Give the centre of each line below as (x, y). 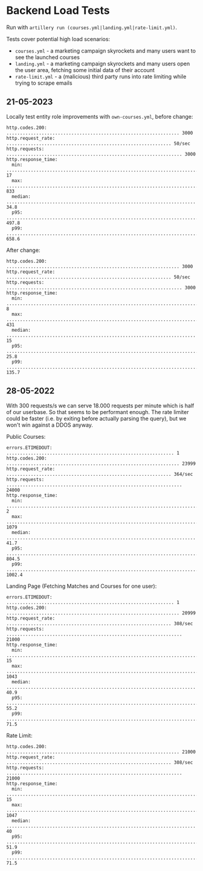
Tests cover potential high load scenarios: (58, 39)
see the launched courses (47, 57)
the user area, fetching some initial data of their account (85, 70)
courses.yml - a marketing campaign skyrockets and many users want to (105, 51)
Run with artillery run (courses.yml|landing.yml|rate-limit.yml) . (92, 27)
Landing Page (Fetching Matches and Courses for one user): (82, 586)
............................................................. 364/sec (100, 474)
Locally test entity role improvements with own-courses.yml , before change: (100, 116)
